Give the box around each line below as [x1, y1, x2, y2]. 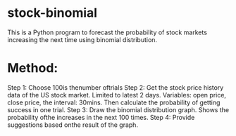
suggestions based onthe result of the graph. [7, 121, 139, 129]
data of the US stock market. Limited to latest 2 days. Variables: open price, [7, 90, 227, 99]
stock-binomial [7, 5, 97, 21]
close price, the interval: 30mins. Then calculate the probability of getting [7, 98, 221, 107]
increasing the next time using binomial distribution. [7, 35, 157, 43]
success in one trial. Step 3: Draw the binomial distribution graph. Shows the [7, 105, 230, 114]
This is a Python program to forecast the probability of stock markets [7, 28, 208, 36]
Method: [7, 60, 58, 76]
